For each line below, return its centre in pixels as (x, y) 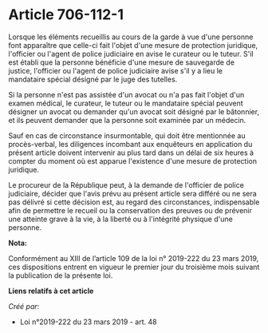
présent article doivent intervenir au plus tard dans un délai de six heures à (131, 153)
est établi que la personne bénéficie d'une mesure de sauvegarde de (122, 62)
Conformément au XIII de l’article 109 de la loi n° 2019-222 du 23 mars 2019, (134, 258)
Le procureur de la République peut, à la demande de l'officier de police (126, 184)
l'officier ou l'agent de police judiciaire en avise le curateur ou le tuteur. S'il (131, 54)
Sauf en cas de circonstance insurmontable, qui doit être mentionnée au (127, 135)
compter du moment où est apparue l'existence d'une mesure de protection (133, 161)
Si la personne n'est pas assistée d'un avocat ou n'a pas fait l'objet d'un (126, 94)
